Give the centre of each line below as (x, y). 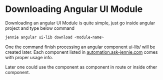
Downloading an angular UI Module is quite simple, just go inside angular (80, 23)
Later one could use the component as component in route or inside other (81, 67)
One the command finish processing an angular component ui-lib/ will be (80, 47)
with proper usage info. (29, 57)
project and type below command (40, 28)
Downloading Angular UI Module (74, 9)
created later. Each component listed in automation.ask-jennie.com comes (81, 52)
